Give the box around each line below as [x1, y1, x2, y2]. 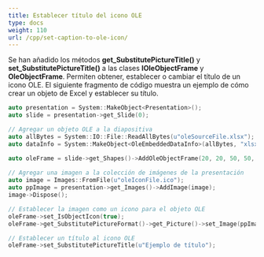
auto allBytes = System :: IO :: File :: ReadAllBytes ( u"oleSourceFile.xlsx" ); [8, 132, 255, 140]
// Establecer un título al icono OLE [8, 234, 135, 242]
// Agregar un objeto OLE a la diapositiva [8, 125, 153, 133]
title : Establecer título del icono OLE [8, 11, 143, 20]
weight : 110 [8, 26, 47, 34]
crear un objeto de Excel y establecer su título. [8, 88, 159, 99]
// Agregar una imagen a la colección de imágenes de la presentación [8, 169, 244, 177]
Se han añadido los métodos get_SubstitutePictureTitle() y [8, 55, 200, 65]
